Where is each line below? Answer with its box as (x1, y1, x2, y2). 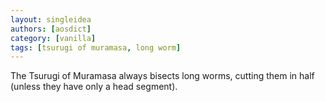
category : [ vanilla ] (10, 33, 97, 43)
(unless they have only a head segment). (10, 81, 178, 93)
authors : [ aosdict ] (10, 24, 92, 34)
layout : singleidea (10, 14, 92, 25)
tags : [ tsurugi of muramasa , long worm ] (10, 42, 182, 53)
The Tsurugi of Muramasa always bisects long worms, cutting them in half (10, 70, 315, 82)
